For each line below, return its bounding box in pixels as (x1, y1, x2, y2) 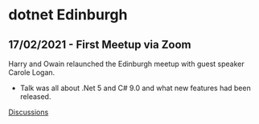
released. (19, 92, 51, 101)
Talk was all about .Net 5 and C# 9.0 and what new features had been (19, 83, 251, 93)
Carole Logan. (8, 68, 55, 77)
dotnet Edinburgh (8, 6, 128, 24)
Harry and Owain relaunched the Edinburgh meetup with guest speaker (8, 59, 245, 68)
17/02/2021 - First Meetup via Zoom (8, 38, 191, 52)
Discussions (8, 107, 49, 117)
